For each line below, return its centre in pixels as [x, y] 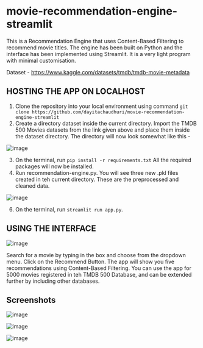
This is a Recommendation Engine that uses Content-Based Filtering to [95, 41]
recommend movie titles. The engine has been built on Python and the [94, 48]
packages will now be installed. [55, 166]
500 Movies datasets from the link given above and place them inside [102, 130]
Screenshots [31, 300]
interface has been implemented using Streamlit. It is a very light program [98, 54]
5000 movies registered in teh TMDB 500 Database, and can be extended [99, 274]
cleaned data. [32, 186]
